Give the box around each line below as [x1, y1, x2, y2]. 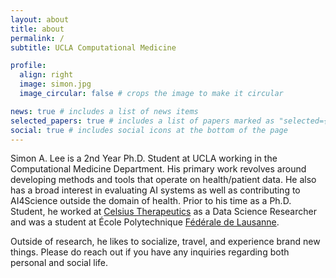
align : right [19, 70, 74, 80]
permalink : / [10, 33, 65, 43]
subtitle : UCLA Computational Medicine [10, 42, 177, 53]
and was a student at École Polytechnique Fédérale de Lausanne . [10, 216, 280, 228]
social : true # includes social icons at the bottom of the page [10, 125, 288, 135]
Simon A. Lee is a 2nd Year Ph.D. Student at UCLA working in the [10, 152, 278, 165]
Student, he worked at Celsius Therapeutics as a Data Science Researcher [10, 206, 317, 218]
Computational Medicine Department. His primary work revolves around [10, 163, 307, 175]
